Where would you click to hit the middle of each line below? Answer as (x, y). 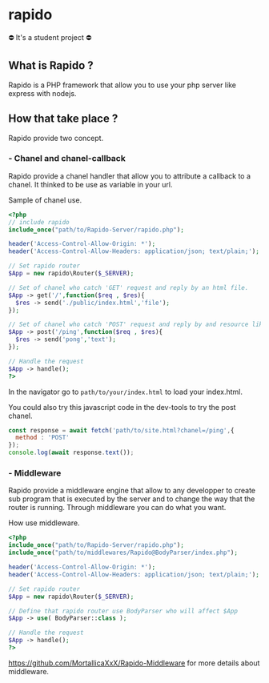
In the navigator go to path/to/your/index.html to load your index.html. (125, 392)
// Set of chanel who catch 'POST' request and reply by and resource (128, 325)
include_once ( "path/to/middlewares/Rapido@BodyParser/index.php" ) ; (123, 553)
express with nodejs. (42, 93)
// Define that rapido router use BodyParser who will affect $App (123, 611)
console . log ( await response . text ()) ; (71, 453)
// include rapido (39, 222)
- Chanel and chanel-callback (67, 159)
